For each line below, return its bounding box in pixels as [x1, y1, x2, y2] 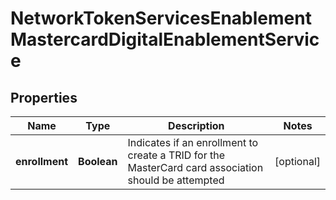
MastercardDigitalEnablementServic [10, 28, 320, 51]
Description [168, 119, 225, 132]
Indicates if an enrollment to [127, 136, 259, 149]
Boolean [78, 155, 118, 168]
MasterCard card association [127, 161, 264, 174]
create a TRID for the [127, 148, 226, 162]
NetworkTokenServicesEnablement [10, 7, 312, 30]
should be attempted [127, 173, 225, 187]
